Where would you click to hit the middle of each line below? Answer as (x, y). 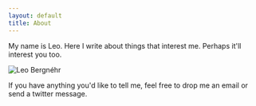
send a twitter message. (48, 93)
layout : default (35, 16)
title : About (30, 23)
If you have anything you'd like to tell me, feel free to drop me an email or (128, 85)
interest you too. (35, 54)
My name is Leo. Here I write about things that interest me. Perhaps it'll (125, 45)
